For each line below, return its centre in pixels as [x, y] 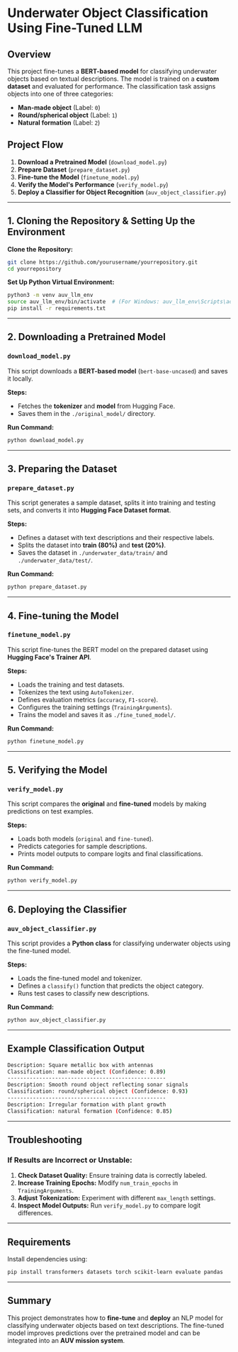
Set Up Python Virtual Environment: [61, 282]
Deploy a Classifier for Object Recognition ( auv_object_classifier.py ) [122, 192]
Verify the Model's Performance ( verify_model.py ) [93, 184]
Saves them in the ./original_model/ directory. [86, 413]
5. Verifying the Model [57, 770]
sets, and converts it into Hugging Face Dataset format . [89, 510]
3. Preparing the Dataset [62, 469]
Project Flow [35, 145]
